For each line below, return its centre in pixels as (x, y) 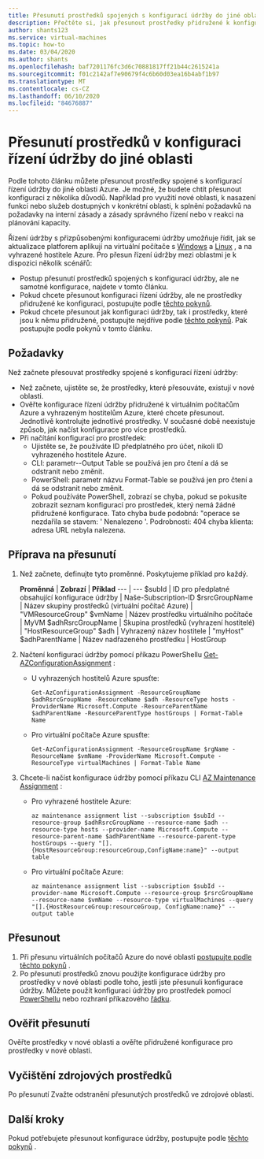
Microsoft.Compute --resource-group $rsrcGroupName (167, 893)
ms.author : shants (38, 60)
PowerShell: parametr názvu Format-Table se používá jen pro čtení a (142, 479)
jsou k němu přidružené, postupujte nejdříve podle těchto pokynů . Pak (133, 321)
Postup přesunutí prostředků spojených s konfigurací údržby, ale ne (129, 279)
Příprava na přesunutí (62, 555)
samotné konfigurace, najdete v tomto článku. (94, 287)
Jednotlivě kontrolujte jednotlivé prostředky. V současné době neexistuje (137, 421)
